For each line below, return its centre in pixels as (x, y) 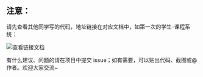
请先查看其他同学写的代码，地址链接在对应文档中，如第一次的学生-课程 (96, 27)
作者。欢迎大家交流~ (32, 67)
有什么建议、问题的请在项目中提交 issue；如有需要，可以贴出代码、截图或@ (102, 60)
